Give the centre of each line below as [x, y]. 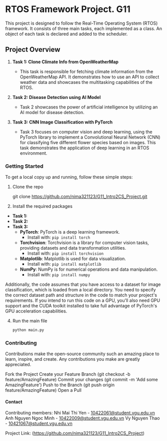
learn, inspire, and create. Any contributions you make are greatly [72, 359]
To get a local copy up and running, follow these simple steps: [69, 177]
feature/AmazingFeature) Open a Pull [43, 390]
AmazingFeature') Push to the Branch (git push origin [60, 385]
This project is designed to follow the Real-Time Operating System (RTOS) [81, 23]
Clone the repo [28, 187]
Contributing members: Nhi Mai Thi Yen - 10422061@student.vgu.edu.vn [80, 413]
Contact [14, 402]
